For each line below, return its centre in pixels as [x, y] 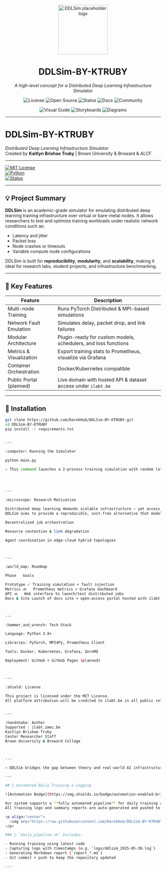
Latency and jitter [30, 235]
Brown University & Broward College [43, 741]
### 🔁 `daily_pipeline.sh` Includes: [44, 835]
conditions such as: [25, 226]
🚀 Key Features [29, 286]
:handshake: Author [25, 723]
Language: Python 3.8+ [28, 634]
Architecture [22, 343]
